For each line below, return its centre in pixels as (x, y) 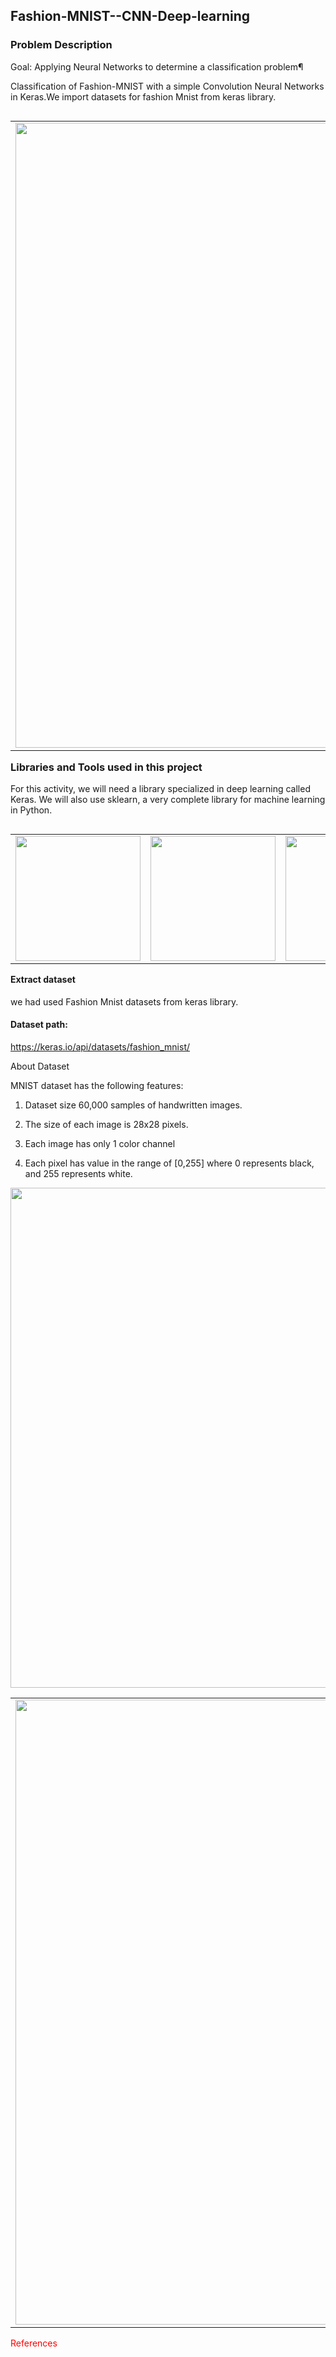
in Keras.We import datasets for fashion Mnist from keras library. (143, 96)
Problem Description (61, 45)
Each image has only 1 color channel (100, 1143)
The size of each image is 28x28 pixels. (106, 1124)
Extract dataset (43, 980)
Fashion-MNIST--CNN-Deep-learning (130, 16)
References (34, 2343)
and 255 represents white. (78, 1173)
